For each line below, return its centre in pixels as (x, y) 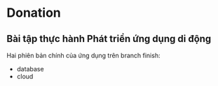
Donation (34, 13)
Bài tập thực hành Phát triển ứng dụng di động (109, 39)
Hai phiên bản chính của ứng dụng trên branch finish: (83, 55)
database (30, 69)
